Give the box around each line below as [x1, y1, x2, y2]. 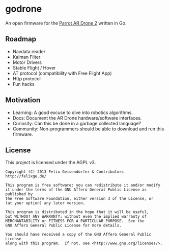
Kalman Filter [12, 54, 41, 60]
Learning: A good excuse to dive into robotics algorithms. [12, 109, 133, 116]
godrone [5, 3, 42, 15]
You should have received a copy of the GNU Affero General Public [5, 232, 152, 237]
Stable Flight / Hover [12, 64, 56, 71]
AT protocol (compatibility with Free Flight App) [12, 70, 112, 76]
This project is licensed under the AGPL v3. [5, 159, 96, 166]
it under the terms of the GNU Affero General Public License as [5, 187, 147, 192]
